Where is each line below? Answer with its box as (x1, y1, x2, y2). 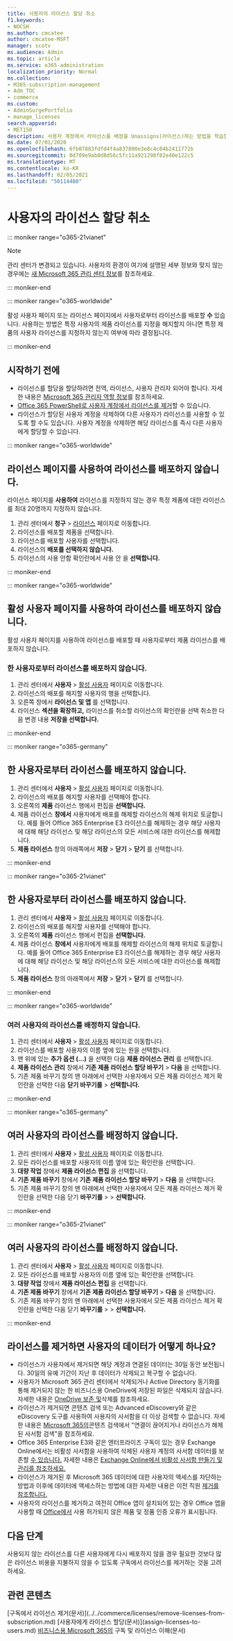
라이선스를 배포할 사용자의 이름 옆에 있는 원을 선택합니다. (17, 1045, 171, 1054)
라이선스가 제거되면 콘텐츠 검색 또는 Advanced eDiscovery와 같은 (17, 1404, 198, 1412)
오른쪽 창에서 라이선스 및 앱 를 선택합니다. (17, 698, 130, 706)
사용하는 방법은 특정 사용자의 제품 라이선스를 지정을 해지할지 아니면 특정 (21, 320, 216, 328)
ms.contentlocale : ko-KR (7, 164, 79, 172)
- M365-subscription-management (7, 81, 101, 88)
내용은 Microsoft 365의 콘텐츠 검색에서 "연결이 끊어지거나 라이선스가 (24, 1421, 211, 1429)
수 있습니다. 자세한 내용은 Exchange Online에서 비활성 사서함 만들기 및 (30, 1456, 223, 1464)
